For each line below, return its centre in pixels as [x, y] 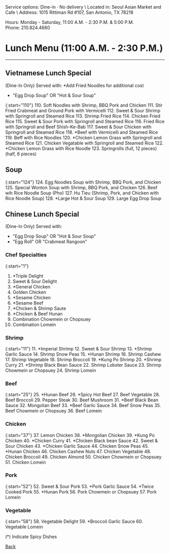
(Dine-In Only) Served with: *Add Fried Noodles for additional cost [75, 85]
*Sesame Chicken [32, 297]
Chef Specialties [26, 255]
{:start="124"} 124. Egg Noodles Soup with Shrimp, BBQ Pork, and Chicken [83, 182]
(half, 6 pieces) [21, 154]
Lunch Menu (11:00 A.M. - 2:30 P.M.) [84, 48]
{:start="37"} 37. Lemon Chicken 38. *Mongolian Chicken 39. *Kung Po [80, 435]
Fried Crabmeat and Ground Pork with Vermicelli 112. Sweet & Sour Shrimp [83, 110]
